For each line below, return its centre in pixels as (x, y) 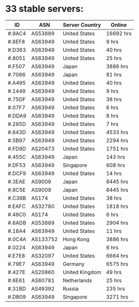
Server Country (82, 25)
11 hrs (114, 231)
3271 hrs (117, 297)
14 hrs (114, 173)
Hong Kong (76, 239)
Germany (74, 264)
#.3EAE (17, 181)
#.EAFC (17, 206)
